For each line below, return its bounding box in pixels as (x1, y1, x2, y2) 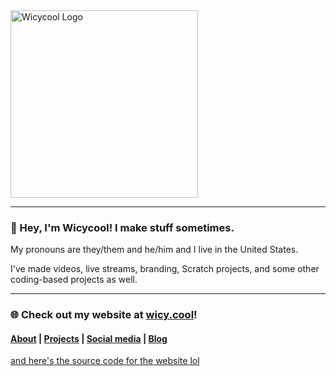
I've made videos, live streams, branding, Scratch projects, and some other (10, 263, 320, 275)
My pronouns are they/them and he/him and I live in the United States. (10, 244, 299, 256)
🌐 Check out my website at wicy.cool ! (10, 308, 198, 322)
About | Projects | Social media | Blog (10, 332, 168, 344)
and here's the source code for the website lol (10, 355, 200, 367)
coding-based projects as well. (10, 274, 138, 286)
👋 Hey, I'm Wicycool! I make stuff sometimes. (10, 220, 235, 234)
